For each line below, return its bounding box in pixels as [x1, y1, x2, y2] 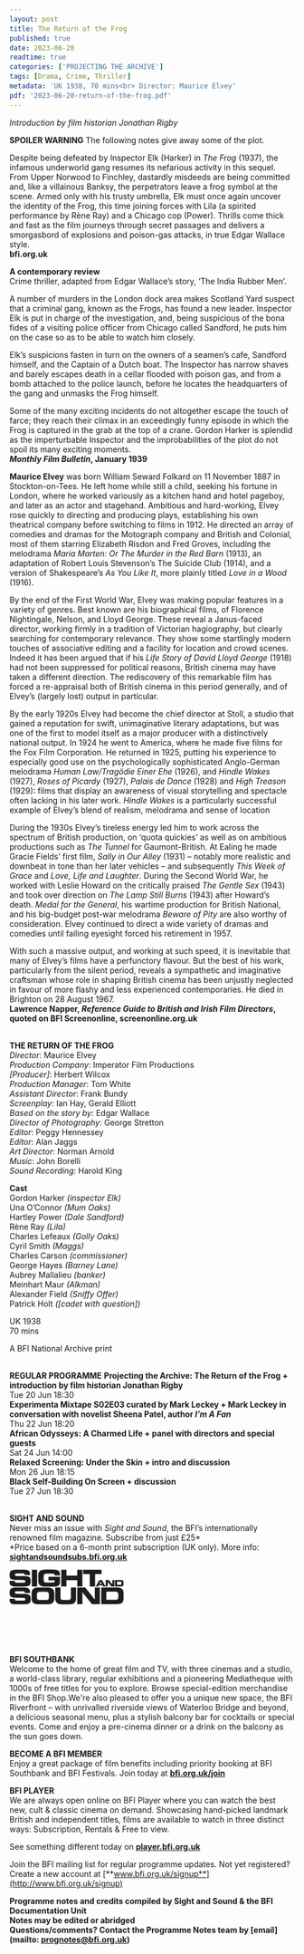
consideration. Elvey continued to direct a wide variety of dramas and [9, 918, 269, 929]
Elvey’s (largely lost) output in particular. [9, 690, 159, 701]
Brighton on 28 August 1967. [9, 993, 115, 1005]
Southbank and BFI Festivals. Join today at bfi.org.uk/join [9, 1767, 226, 1778]
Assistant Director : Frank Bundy [9, 1088, 128, 1099]
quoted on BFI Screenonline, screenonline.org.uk [9, 1013, 198, 1024]
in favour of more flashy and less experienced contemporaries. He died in [9, 984, 284, 995]
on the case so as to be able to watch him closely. [9, 332, 196, 342]
